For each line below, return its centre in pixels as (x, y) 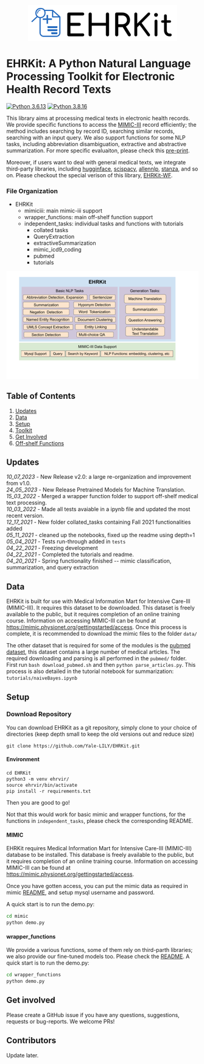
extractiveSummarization (65, 243)
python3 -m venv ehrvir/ (38, 779)
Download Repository (39, 714)
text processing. (26, 503)
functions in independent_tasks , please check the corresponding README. (100, 821)
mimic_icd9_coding (58, 250)
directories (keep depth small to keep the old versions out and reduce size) (100, 734)
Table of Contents (41, 396)
